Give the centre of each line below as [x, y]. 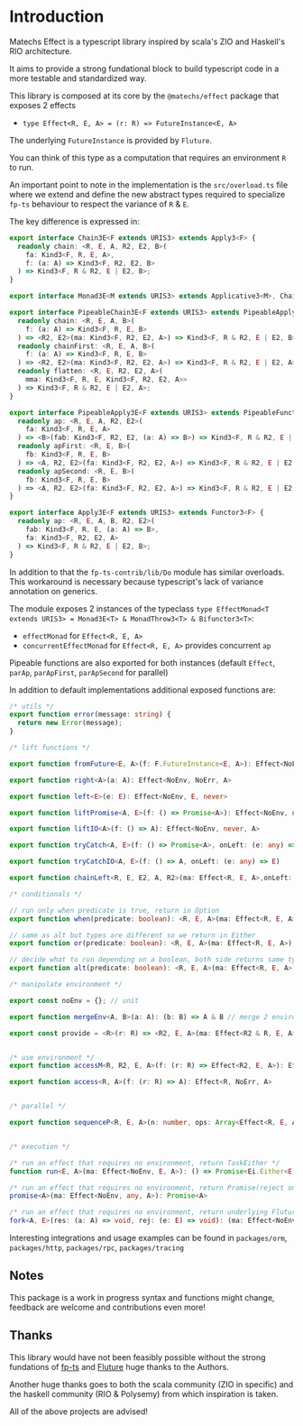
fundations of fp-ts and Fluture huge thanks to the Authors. [119, 1366]
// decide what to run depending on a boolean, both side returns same [147, 960]
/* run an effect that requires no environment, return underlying [139, 1212]
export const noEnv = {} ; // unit [74, 1000]
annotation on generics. [53, 591]
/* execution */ [40, 1146]
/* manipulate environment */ [66, 985]
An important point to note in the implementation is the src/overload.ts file [149, 184]
